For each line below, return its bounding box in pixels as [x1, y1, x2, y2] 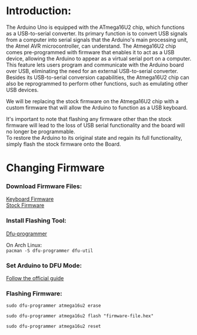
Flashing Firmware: [6, 289, 63, 297]
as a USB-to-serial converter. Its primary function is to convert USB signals [6, 29, 188, 37]
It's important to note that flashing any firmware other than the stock [6, 115, 172, 122]
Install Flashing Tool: [6, 216, 66, 225]
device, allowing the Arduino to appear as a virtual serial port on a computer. [6, 55, 192, 62]
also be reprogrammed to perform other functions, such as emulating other [6, 80, 188, 87]
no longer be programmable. [6, 128, 75, 135]
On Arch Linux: [6, 241, 42, 248]
